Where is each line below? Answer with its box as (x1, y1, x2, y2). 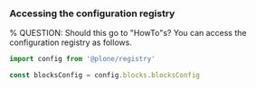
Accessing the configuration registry (9, 7, 175, 20)
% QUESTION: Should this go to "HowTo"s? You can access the (9, 28, 247, 39)
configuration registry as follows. (9, 37, 133, 48)
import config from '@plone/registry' (9, 55, 156, 64)
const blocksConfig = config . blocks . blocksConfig (9, 71, 201, 80)
